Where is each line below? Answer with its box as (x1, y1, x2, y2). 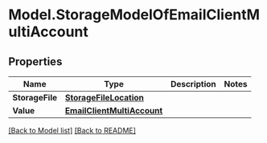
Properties (8, 55, 63, 68)
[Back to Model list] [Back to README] (8, 126, 137, 135)
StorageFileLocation (64, 92, 145, 103)
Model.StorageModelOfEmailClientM (8, 6, 260, 24)
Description (170, 79, 217, 89)
